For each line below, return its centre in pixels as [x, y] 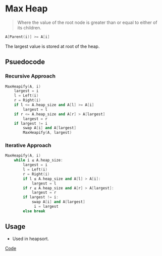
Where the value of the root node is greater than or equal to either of [87, 22]
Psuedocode [25, 62]
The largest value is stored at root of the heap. [53, 46]
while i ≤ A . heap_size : [39, 160]
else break [34, 211]
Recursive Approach [30, 76]
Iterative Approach [28, 146]
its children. [29, 27]
